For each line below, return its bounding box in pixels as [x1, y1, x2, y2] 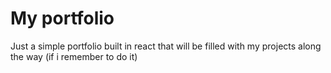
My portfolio [10, 7, 115, 30]
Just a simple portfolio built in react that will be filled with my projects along [10, 40, 322, 52]
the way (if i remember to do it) [10, 50, 138, 62]
